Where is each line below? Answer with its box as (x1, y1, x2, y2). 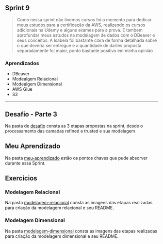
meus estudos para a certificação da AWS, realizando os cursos (16, 22, 146, 28)
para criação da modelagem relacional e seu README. (5, 205, 114, 211)
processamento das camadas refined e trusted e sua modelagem (5, 128, 135, 134)
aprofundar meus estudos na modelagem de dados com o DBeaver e (16, 32, 155, 38)
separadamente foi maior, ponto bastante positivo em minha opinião (16, 48, 153, 53)
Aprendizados (5, 60, 39, 66)
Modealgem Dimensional (12, 81, 62, 87)
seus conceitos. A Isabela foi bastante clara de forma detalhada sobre (16, 37, 157, 43)
